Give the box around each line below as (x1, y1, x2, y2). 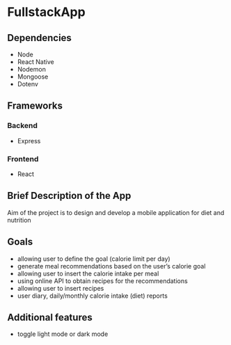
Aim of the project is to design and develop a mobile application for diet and (7, 208, 225, 216)
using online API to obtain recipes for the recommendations (17, 276, 188, 285)
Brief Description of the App (7, 190, 132, 202)
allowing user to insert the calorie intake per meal (17, 269, 159, 278)
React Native (17, 58, 54, 66)
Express (17, 136, 41, 145)
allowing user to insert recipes (17, 284, 104, 292)
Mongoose (17, 72, 49, 81)
